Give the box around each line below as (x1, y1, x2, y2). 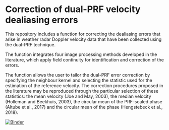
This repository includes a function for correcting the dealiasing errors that (5, 31, 160, 37)
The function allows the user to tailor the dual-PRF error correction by (5, 72, 150, 78)
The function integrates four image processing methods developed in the (5, 51, 157, 57)
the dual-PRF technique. (5, 41, 56, 47)
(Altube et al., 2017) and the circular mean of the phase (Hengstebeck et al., (5, 104, 163, 110)
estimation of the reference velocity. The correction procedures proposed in (5, 82, 163, 89)
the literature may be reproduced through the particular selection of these (5, 88, 159, 94)
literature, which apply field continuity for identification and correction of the (5, 56, 164, 62)
